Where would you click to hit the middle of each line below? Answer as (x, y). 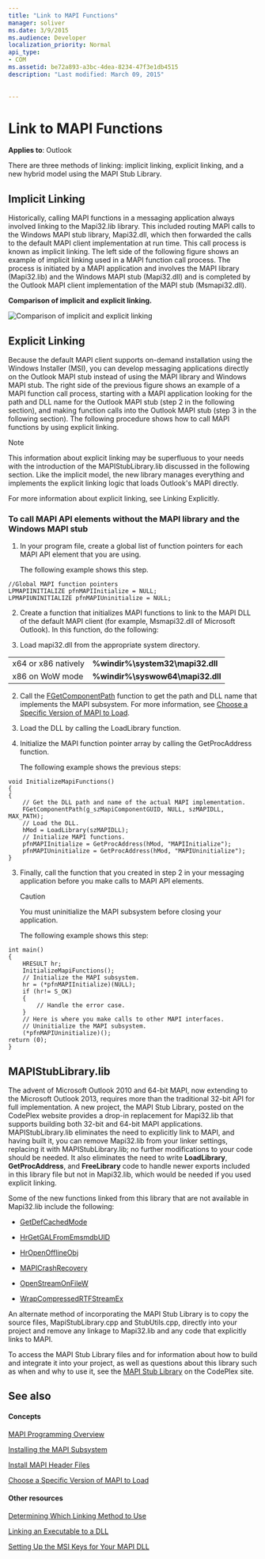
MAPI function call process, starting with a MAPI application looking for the (131, 394)
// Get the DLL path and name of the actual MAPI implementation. (134, 803)
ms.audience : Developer (47, 38)
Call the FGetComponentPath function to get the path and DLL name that (138, 696)
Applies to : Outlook (40, 150)
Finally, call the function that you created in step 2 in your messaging (132, 873)
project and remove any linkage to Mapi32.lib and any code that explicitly (127, 1331)
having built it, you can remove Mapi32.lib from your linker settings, (118, 1141)
